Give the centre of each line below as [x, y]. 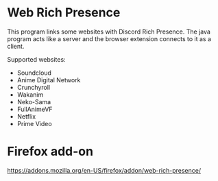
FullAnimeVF [35, 109]
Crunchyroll [33, 87]
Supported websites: [37, 59]
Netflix [26, 116]
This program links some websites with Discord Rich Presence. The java [109, 32]
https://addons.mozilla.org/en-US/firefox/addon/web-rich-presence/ [104, 170]
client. [16, 46]
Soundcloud [34, 73]
